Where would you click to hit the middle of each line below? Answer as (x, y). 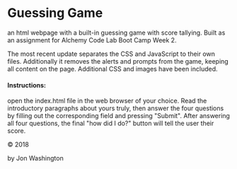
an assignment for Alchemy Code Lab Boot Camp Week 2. (92, 40)
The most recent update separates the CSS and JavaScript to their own (111, 54)
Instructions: (27, 85)
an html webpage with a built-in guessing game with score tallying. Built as (116, 33)
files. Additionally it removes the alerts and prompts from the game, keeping (118, 61)
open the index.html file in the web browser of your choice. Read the (107, 101)
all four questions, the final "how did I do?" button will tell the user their (111, 123)
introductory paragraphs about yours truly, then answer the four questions (116, 108)
